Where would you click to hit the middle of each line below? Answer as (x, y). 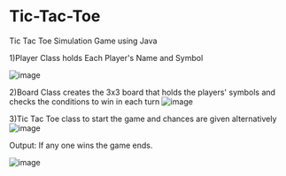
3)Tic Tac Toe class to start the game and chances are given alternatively (143, 119)
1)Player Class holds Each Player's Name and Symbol (106, 57)
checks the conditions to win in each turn (85, 101)
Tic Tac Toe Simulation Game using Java (83, 41)
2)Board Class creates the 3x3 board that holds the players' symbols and (143, 92)
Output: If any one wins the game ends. (81, 145)
